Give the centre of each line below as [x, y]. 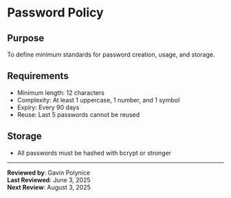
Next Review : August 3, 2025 [49, 187]
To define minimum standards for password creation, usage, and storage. [111, 54]
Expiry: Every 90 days [48, 107]
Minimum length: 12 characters [61, 92]
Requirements [38, 76]
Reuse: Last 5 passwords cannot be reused [78, 114]
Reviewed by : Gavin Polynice [49, 173]
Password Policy [56, 13]
